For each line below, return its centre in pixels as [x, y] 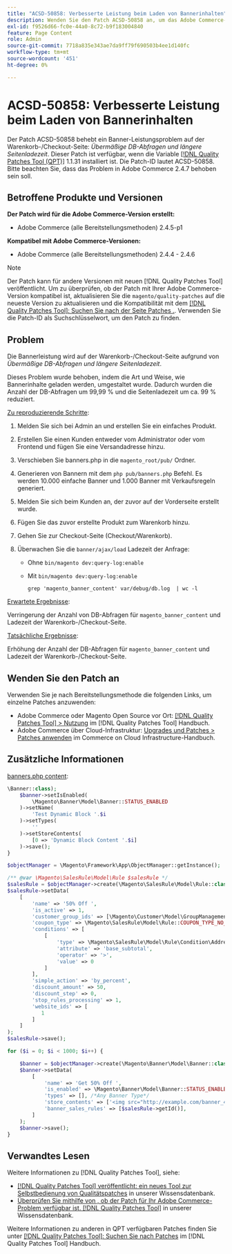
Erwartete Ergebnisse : [39, 602]
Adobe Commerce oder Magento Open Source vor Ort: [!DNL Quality [115, 716]
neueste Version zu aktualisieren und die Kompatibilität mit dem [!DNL [106, 303]
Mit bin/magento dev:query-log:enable [83, 576]
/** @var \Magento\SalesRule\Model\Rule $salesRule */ [88, 878]
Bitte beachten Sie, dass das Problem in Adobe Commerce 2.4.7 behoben [112, 168]
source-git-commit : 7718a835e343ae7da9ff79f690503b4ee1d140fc [98, 46]
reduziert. [21, 399]
